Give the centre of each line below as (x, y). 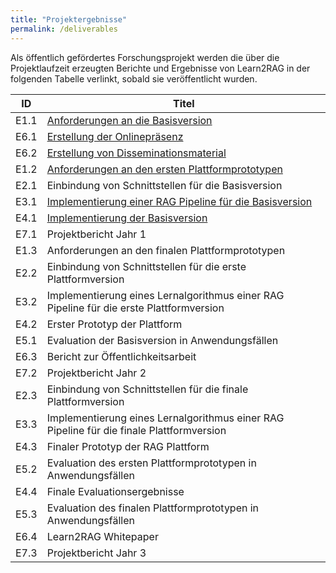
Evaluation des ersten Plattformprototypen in (151, 463)
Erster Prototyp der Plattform (114, 324)
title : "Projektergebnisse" (69, 19)
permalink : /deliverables (64, 29)
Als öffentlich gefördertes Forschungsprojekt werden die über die (145, 57)
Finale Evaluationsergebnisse (115, 491)
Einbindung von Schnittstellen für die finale (147, 389)
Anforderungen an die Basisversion (129, 120)
